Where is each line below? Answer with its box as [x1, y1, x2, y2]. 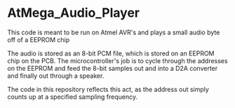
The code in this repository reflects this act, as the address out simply [7, 85, 209, 93]
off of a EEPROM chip [7, 35, 70, 43]
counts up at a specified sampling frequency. [7, 93, 138, 101]
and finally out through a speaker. [7, 72, 105, 80]
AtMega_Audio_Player [7, 5, 140, 21]
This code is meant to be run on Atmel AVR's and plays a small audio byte [7, 28, 220, 36]
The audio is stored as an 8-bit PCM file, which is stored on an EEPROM [7, 49, 215, 58]
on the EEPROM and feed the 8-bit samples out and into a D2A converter [7, 64, 218, 72]
